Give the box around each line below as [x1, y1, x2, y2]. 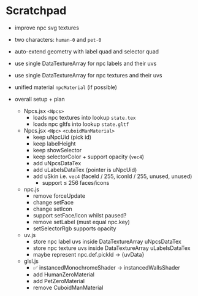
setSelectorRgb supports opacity [32, 225, 116, 232]
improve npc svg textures [14, 24, 79, 31]
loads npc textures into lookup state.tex [32, 114, 136, 121]
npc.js [23, 185, 40, 193]
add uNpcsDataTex [32, 159, 82, 166]
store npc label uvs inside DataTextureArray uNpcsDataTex [32, 238, 181, 245]
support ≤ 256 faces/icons [42, 179, 110, 186]
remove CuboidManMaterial [32, 284, 104, 291]
